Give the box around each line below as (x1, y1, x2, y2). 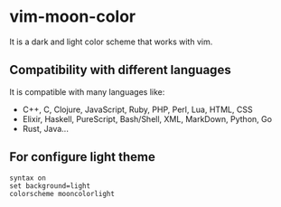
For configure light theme (9, 149, 155, 165)
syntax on (9, 174, 47, 183)
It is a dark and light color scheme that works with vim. (9, 36, 213, 47)
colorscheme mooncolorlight (9, 189, 116, 198)
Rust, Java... (22, 123, 70, 134)
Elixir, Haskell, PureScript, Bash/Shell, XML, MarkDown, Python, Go (22, 113, 273, 124)
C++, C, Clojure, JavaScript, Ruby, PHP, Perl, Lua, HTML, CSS (22, 104, 253, 115)
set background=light (9, 181, 91, 191)
